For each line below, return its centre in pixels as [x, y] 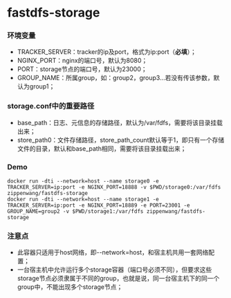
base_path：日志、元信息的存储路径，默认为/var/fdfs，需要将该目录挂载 [120, 122]
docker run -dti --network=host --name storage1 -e [83, 199]
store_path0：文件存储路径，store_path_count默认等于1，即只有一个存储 [121, 140]
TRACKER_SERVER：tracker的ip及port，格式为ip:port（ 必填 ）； [107, 52]
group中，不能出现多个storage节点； [70, 287]
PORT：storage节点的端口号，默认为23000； [82, 69]
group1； [42, 86]
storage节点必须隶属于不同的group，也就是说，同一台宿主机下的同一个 [118, 279]
